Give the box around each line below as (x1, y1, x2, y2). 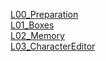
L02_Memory (10, 30, 65, 41)
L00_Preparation (10, 9, 79, 20)
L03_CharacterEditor (10, 40, 96, 52)
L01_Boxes (10, 19, 55, 31)
